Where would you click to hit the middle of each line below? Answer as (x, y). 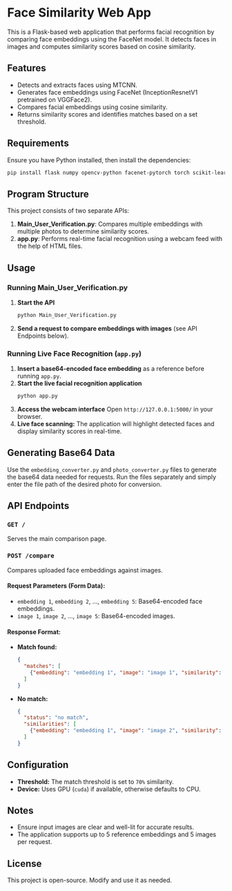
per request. (35, 842)
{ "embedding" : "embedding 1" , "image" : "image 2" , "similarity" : (126, 731)
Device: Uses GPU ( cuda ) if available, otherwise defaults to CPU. (109, 789)
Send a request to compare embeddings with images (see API (107, 328)
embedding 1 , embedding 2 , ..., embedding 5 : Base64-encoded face (109, 601)
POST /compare (31, 556)
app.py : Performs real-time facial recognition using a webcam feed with (120, 239)
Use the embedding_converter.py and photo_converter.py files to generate (112, 469)
